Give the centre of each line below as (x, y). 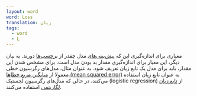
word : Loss (20, 17)
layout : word (22, 11)
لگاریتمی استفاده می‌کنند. (34, 87)
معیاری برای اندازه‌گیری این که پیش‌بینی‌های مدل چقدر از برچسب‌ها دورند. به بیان (94, 56)
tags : (13, 28)
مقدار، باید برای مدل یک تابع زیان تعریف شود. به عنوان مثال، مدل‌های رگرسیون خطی (99, 68)
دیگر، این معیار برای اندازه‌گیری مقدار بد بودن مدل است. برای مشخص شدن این (93, 62)
